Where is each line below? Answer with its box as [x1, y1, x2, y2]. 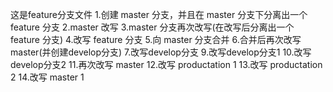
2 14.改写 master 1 [10, 71, 85, 83]
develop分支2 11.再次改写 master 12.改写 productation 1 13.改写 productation [10, 59, 323, 70]
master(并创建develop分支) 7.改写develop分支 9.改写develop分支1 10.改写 [10, 46, 312, 58]
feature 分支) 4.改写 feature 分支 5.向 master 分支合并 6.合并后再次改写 [10, 34, 302, 45]
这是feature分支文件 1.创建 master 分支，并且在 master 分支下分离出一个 [10, 9, 308, 20]
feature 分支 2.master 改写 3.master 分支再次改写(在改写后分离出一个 [10, 21, 295, 33]
